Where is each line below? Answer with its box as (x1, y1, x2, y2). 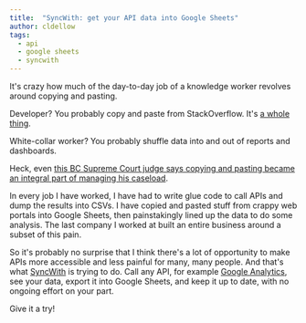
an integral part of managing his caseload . (9, 172, 169, 183)
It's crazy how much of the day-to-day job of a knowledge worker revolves (9, 81, 291, 91)
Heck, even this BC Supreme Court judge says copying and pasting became (9, 163, 295, 173)
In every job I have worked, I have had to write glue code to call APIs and (9, 191, 283, 201)
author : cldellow (9, 22, 76, 31)
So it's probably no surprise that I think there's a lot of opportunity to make (9, 247, 290, 257)
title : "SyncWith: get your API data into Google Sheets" (9, 13, 239, 23)
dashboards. (9, 145, 58, 156)
